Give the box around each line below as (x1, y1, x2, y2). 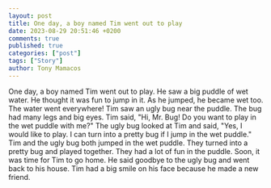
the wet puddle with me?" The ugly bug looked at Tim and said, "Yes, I (8, 120, 243, 130)
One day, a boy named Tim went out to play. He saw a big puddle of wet (8, 86, 248, 96)
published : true (8, 42, 63, 50)
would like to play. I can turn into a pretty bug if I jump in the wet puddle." (8, 129, 252, 139)
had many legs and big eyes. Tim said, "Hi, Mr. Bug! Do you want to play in (8, 112, 256, 122)
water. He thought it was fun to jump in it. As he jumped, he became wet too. (8, 94, 264, 105)
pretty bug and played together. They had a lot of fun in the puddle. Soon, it (8, 146, 260, 156)
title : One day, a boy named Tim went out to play (8, 19, 183, 27)
